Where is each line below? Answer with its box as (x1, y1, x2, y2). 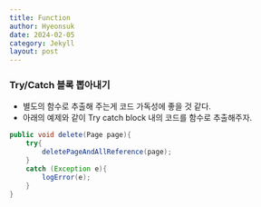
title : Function (9, 13, 71, 23)
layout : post (9, 47, 59, 56)
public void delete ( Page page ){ (9, 131, 131, 140)
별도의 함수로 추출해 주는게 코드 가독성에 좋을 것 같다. (22, 101, 211, 112)
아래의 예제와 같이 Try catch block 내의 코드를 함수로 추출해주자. (22, 113, 253, 123)
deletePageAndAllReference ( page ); (42, 147, 172, 157)
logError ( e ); (42, 172, 92, 182)
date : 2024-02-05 (9, 30, 75, 39)
